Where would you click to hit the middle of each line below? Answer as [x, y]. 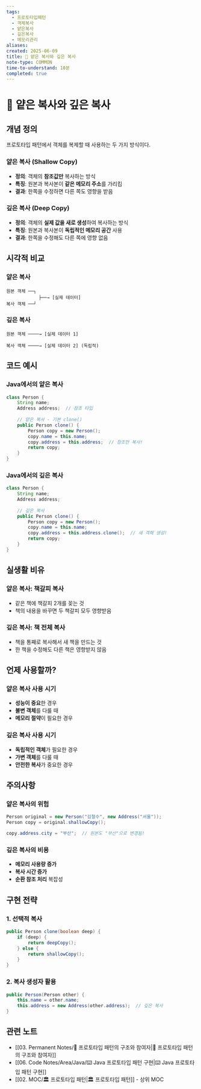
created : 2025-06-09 [32, 51]
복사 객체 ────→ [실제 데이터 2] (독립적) [53, 346]
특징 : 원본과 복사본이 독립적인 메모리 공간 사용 [68, 230]
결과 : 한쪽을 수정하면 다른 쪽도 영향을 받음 [64, 191]
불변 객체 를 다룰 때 [37, 711]
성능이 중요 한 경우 [36, 703]
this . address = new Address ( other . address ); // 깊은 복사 [90, 1006]
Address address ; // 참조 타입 [55, 408]
